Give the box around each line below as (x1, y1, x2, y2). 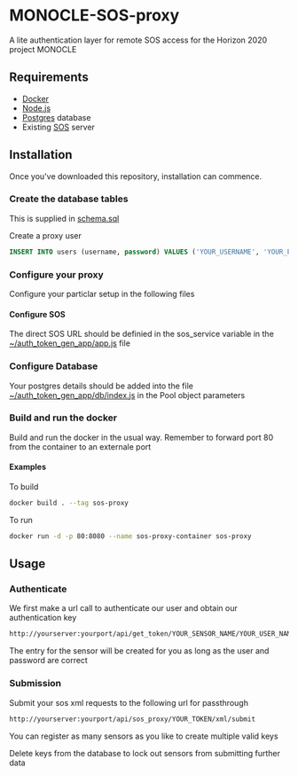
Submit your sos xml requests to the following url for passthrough (9, 697, 248, 708)
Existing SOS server (21, 121, 96, 132)
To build (9, 481, 39, 492)
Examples (9, 462, 47, 473)
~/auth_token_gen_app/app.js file (9, 338, 131, 348)
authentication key (9, 613, 77, 623)
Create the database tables (9, 192, 129, 205)
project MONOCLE (9, 43, 77, 54)
